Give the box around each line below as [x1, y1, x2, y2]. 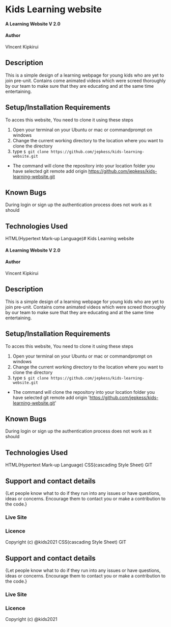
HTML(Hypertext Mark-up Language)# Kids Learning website [5, 236, 134, 242]
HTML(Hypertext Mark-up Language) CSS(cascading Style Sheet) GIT [5, 462, 153, 468]
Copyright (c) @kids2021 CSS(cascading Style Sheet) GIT [5, 539, 126, 545]
